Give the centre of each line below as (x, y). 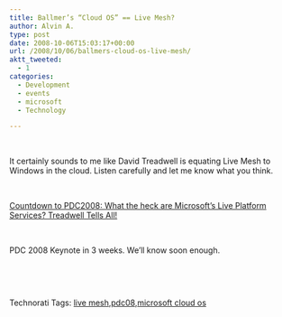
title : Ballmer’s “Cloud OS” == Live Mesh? (92, 18)
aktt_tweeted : (36, 60)
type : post (30, 34)
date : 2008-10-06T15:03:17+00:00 (72, 43)
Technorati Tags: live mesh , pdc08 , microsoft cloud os (108, 303)
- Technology (42, 110)
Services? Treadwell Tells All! (64, 215)
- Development (44, 85)
